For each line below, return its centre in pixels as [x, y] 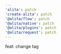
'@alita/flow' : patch [28, 19]
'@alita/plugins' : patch [31, 28]
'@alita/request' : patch [31, 32]
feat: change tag [22, 46]
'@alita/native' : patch [30, 23]
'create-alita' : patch [29, 14]
